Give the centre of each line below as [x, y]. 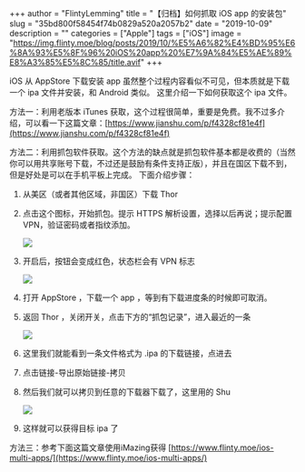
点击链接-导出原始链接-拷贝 [74, 372]
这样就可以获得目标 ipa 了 [70, 428]
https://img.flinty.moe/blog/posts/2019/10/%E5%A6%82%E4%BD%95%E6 [154, 43]
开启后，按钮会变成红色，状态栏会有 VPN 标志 [108, 261]
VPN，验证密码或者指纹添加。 [79, 225]
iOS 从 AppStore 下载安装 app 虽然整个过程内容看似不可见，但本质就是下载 [150, 81]
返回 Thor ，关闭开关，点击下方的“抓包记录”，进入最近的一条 [137, 317]
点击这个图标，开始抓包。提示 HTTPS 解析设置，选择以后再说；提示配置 [157, 213]
